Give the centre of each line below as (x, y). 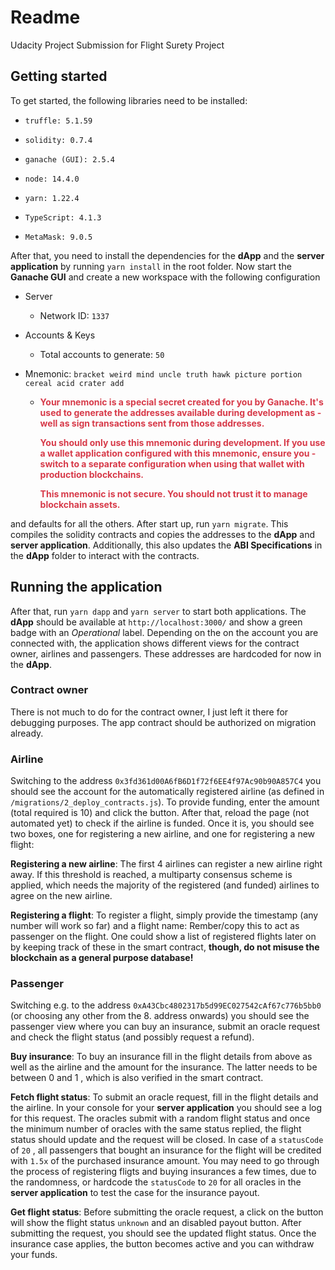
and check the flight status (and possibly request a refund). (132, 1037)
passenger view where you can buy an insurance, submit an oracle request (165, 1027)
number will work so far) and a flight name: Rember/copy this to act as (155, 926)
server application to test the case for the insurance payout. (135, 1193)
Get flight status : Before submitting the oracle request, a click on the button (167, 1212)
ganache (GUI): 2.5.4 (69, 159)
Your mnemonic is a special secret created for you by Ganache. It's (181, 402)
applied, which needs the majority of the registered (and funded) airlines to (165, 885)
